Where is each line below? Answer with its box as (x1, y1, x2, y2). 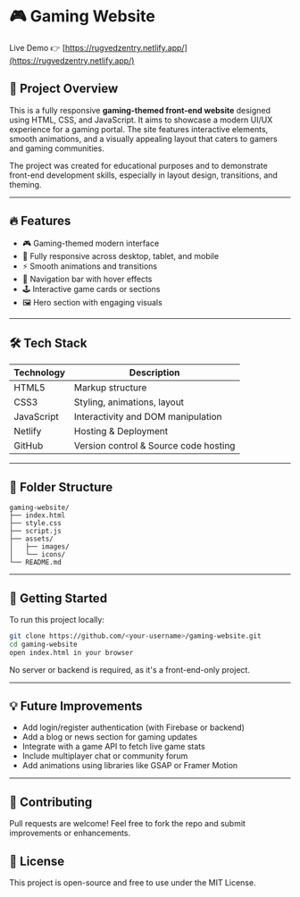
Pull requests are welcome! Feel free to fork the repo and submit (9, 818, 246, 829)
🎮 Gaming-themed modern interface (21, 238, 160, 248)
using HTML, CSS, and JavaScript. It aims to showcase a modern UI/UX (9, 114, 273, 125)
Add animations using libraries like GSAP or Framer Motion (21, 760, 238, 771)
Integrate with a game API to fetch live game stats (21, 742, 205, 752)
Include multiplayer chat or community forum (21, 750, 188, 761)
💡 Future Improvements (9, 699, 143, 714)
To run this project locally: (9, 615, 105, 625)
